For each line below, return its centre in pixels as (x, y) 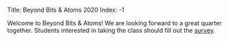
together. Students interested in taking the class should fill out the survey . (111, 30)
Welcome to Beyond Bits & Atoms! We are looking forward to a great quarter (114, 23)
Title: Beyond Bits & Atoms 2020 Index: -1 (66, 10)
